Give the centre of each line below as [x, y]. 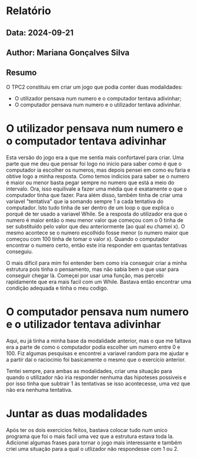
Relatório [29, 11]
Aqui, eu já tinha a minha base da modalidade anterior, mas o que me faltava [98, 341]
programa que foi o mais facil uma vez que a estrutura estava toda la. [90, 436]
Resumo [21, 73]
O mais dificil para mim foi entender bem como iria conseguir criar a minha [96, 263]
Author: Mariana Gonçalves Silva [68, 52]
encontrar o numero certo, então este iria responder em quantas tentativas [96, 245]
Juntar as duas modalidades [77, 413]
